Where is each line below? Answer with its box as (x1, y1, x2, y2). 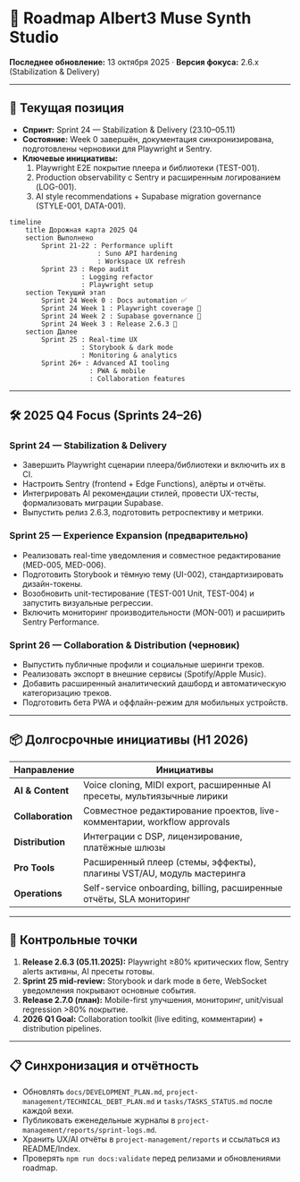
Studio (9, 27, 60, 47)
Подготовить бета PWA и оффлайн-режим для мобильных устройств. (21, 697, 288, 708)
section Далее (25, 327, 78, 336)
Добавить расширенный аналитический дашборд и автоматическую (21, 678, 287, 689)
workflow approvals (146, 815, 230, 828)
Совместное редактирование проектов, (83, 804, 258, 817)
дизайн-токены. (21, 578, 83, 589)
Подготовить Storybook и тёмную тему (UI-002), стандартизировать (21, 568, 284, 580)
